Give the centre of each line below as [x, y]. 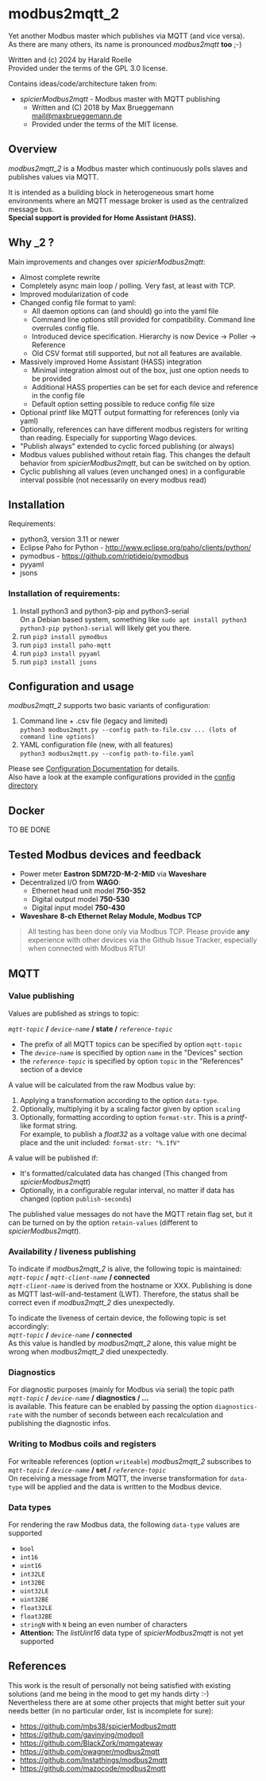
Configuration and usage [71, 687]
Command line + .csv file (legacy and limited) [94, 721]
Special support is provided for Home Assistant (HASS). [102, 217]
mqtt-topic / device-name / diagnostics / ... [79, 1398]
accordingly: [29, 1326]
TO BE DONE [29, 830]
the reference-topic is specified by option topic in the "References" [131, 1061]
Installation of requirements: [64, 594]
